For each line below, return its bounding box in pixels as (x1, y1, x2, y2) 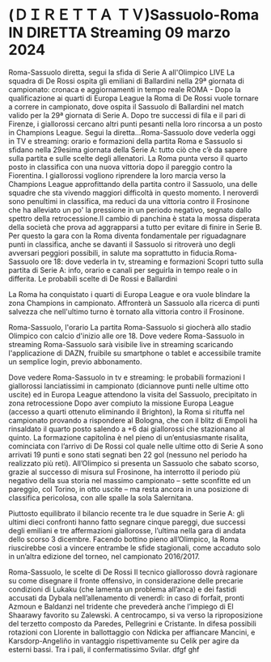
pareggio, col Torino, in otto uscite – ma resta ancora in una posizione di (8, 484, 249, 494)
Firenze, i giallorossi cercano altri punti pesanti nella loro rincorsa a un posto (8, 119, 263, 129)
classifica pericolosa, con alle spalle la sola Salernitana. (8, 493, 194, 503)
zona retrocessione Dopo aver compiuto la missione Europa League (8, 398, 235, 408)
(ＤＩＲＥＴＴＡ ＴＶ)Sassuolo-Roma (8, 6, 260, 24)
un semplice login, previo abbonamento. (8, 356, 142, 367)
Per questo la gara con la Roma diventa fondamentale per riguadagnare (8, 231, 247, 240)
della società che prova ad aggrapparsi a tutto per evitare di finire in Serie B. (8, 222, 263, 231)
